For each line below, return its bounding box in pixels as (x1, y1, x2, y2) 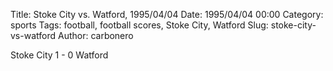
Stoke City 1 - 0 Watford (10, 49, 109, 61)
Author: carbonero (57, 30, 134, 41)
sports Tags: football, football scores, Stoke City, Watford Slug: (10, 19, 269, 31)
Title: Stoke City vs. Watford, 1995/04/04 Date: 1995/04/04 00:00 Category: (10, 9, 324, 20)
